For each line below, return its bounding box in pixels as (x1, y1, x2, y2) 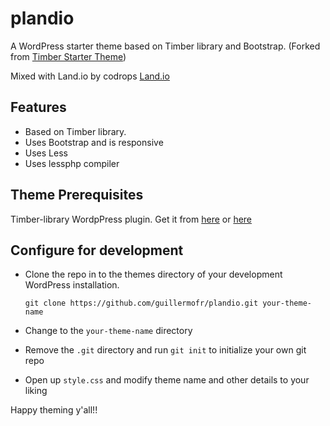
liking (24, 385, 48, 397)
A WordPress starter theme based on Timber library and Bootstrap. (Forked (10, 40, 321, 52)
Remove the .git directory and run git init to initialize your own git (24, 344, 307, 356)
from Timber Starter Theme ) (10, 50, 127, 62)
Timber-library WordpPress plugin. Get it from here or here (10, 213, 253, 225)
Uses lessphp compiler (24, 157, 120, 169)
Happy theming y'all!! (10, 404, 98, 416)
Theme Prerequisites (10, 187, 144, 204)
